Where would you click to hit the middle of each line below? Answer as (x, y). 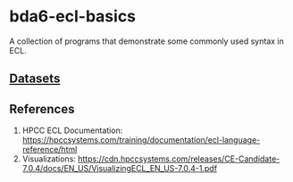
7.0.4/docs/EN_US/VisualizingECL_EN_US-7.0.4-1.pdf (119, 169)
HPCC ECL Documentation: (72, 130)
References (42, 109)
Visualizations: (49, 159)
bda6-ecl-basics (73, 17)
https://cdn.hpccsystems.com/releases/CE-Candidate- (179, 159)
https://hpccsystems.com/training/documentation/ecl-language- (141, 140)
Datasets (35, 79)
